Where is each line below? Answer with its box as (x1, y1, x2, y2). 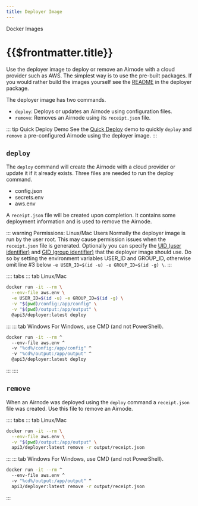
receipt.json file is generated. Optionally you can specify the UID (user (6, 242, 181, 249)
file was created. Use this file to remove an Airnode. (6, 405, 133, 412)
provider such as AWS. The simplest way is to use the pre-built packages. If (6, 72, 192, 79)
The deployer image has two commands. (6, 96, 106, 103)
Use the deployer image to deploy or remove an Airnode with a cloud (6, 65, 175, 73)
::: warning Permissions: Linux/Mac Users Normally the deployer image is (6, 230, 186, 237)
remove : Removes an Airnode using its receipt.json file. (14, 114, 151, 121)
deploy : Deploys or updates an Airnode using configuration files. (14, 108, 172, 115)
